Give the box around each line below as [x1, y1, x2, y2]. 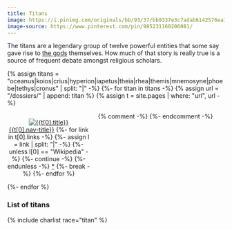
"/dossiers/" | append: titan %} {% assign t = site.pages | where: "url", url [7, 92, 216, 100]
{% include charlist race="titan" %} [7, 216, 108, 224]
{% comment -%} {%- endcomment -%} [97, 112, 213, 121]
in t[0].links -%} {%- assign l [8, 133, 90, 141]
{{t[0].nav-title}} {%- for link [8, 125, 89, 134]
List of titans [7, 200, 50, 210]
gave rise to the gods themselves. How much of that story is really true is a [7, 49, 220, 57]
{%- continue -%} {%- [21, 155, 86, 163]
